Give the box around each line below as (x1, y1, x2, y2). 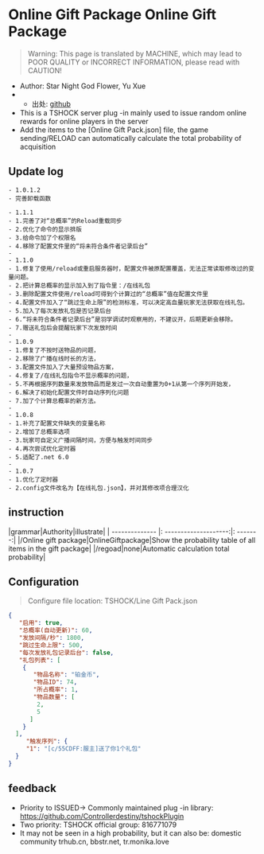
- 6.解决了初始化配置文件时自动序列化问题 (8, 388, 130, 396)
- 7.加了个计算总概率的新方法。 (8, 396, 100, 405)
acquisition (19, 142, 56, 151)
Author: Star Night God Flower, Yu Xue (19, 81, 146, 91)
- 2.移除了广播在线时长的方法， (8, 354, 100, 363)
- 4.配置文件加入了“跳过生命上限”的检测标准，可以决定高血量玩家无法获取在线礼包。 (8, 298, 249, 306)
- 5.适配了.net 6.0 (8, 453, 69, 461)
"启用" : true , (18, 619, 64, 627)
